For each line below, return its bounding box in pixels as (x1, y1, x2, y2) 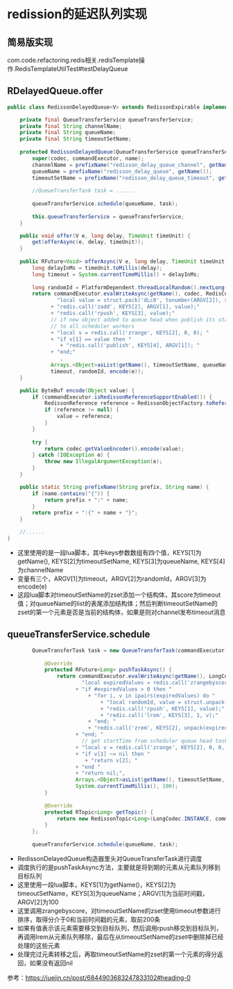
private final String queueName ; (19, 129, 116, 136)
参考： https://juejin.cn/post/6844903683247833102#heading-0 (7, 973, 191, 981)
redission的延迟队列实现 (7, 6, 148, 22)
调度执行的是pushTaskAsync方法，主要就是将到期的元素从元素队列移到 (17, 863, 221, 871)
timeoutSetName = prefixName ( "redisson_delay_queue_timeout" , (32, 175, 216, 182)
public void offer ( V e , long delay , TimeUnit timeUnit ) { (19, 232, 191, 239)
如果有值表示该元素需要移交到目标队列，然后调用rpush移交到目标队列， (17, 924, 223, 932)
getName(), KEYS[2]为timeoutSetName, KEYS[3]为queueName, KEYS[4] (17, 557, 225, 565)
